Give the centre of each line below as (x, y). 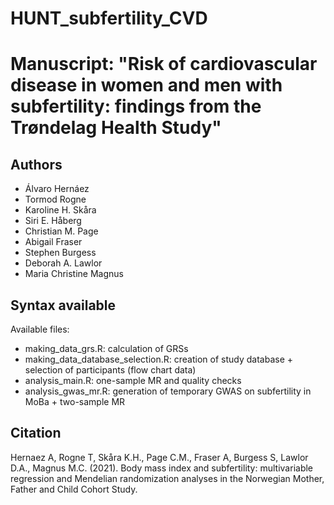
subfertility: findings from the (136, 106)
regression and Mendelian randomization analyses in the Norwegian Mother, (167, 478)
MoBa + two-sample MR (75, 401)
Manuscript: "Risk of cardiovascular (164, 64)
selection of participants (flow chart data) (110, 370)
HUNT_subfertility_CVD (109, 18)
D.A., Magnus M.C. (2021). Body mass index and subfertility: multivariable (162, 468)
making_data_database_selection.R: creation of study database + (159, 359)
